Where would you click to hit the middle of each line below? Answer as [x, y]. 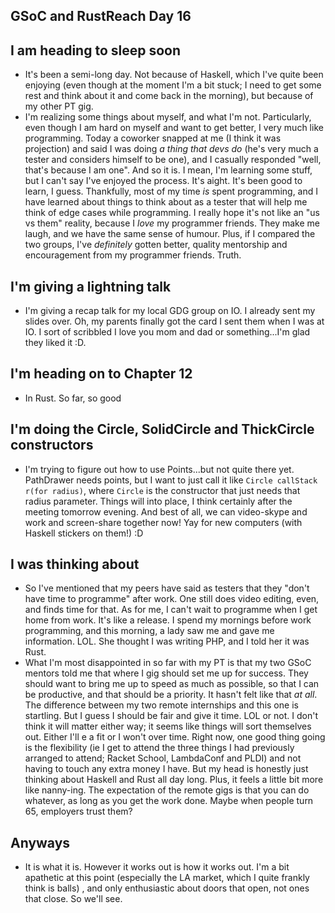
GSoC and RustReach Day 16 [101, 16]
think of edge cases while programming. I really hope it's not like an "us [172, 213]
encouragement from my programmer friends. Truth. [133, 255]
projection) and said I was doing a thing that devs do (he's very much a [171, 149]
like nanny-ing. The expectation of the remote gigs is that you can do [167, 790]
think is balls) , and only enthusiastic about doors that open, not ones [167, 888]
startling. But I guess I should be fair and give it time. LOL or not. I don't [171, 716]
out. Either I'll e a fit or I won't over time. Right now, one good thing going [175, 737]
